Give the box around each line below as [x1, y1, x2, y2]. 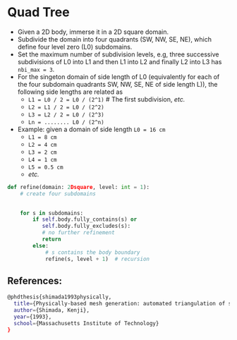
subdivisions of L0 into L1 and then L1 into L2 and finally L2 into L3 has [17, 57, 222, 66]
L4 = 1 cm [28, 156, 58, 163]
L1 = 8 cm [28, 133, 58, 141]
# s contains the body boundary [44, 248, 140, 256]
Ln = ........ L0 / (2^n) [28, 119, 104, 126]
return [42, 236, 61, 243]
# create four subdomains [20, 190, 97, 198]
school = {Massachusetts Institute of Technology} [13, 320, 159, 327]
